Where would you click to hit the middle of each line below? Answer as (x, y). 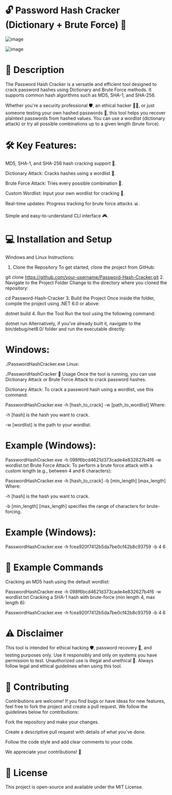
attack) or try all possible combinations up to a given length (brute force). (83, 123)
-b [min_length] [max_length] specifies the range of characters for (75, 506)
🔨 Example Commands (54, 567)
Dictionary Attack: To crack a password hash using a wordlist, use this (80, 389)
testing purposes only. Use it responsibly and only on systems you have (81, 655)
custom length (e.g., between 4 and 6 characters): (59, 471)
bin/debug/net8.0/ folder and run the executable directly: (65, 329)
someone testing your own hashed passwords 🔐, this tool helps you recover (85, 113)
